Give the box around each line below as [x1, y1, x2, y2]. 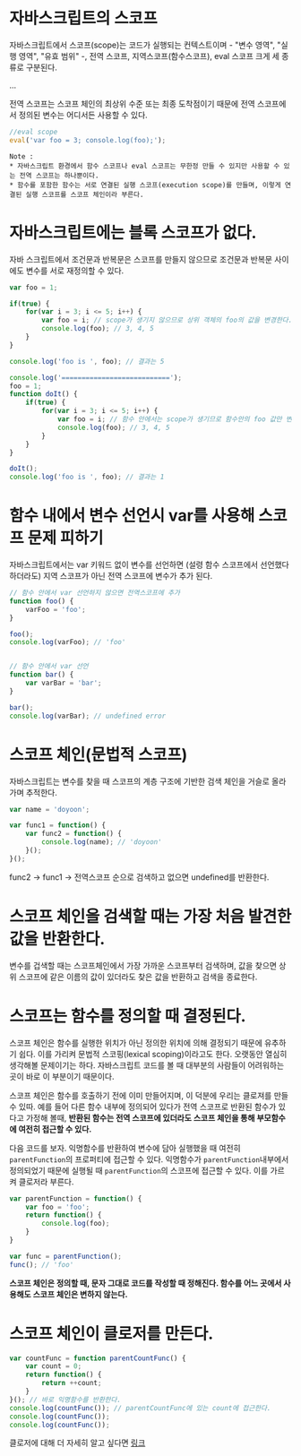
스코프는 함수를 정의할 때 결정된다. [9, 1005, 246, 1026]
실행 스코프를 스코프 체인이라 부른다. [25, 190, 144, 199]
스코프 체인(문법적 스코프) [9, 745, 188, 764]
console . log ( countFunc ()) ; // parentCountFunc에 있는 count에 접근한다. [9, 1403, 271, 1412]
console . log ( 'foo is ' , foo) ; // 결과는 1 [9, 472, 165, 482]
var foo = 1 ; [9, 283, 58, 292]
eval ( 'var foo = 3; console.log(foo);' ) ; [9, 135, 167, 144]
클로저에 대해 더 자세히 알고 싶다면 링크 [9, 1437, 146, 1448]
